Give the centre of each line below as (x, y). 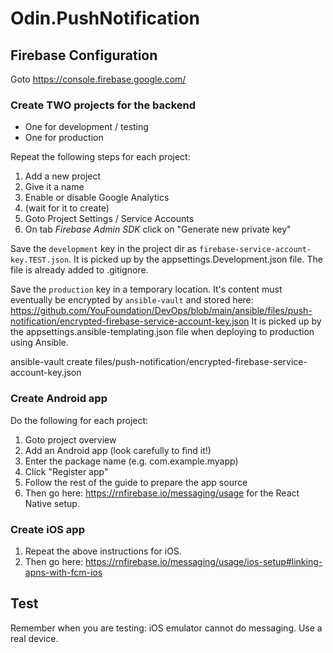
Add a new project (63, 176)
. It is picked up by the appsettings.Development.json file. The (195, 259)
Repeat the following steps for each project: (100, 157)
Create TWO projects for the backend (103, 105)
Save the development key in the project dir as (104, 249)
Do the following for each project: (79, 420)
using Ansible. (39, 343)
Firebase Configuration (84, 55)
